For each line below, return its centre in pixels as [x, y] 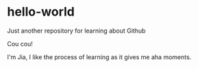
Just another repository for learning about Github [76, 31]
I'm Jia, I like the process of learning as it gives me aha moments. [99, 57]
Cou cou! [20, 44]
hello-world [41, 12]
